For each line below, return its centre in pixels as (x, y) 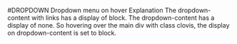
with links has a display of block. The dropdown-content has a (123, 18)
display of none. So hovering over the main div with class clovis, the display (118, 25)
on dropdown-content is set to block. (62, 33)
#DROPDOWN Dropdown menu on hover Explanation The (92, 10)
